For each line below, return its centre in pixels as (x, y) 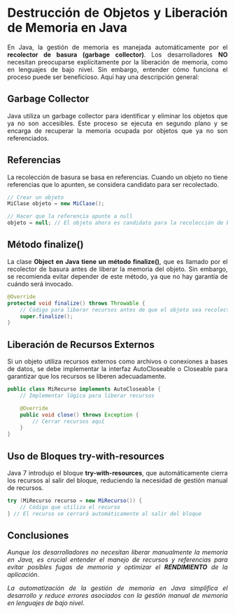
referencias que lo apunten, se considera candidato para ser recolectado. (113, 184)
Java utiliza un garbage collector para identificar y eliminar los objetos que (117, 116)
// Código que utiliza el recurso (70, 507)
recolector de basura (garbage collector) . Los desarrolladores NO (118, 55)
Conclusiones (38, 536)
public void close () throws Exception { (79, 414)
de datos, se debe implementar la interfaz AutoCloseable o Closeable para (117, 369)
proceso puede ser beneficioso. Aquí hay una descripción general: (103, 77)
